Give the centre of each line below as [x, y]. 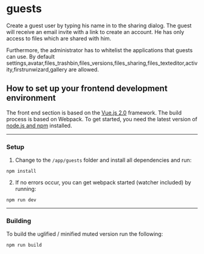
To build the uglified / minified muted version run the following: [85, 234]
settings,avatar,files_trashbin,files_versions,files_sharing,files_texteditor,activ [102, 63]
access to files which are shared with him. [59, 38]
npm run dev [21, 200]
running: [25, 189]
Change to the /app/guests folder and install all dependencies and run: [103, 160]
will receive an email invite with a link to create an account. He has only [95, 32]
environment [31, 98]
